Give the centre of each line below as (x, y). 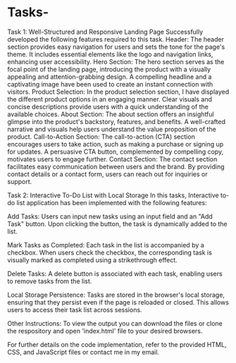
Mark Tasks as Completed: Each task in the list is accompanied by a (106, 245)
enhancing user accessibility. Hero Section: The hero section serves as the (116, 61)
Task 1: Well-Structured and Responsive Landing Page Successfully (105, 32)
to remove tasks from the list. (50, 281)
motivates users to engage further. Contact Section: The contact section (112, 159)
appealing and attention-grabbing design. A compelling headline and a (110, 76)
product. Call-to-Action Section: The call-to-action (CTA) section (101, 136)
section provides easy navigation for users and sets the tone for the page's (116, 47)
